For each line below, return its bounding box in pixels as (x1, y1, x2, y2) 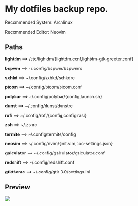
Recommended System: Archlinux (5, 19, 73, 25)
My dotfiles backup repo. (5, 3, 108, 15)
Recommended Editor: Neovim (5, 29, 66, 34)
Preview (5, 183, 31, 191)
